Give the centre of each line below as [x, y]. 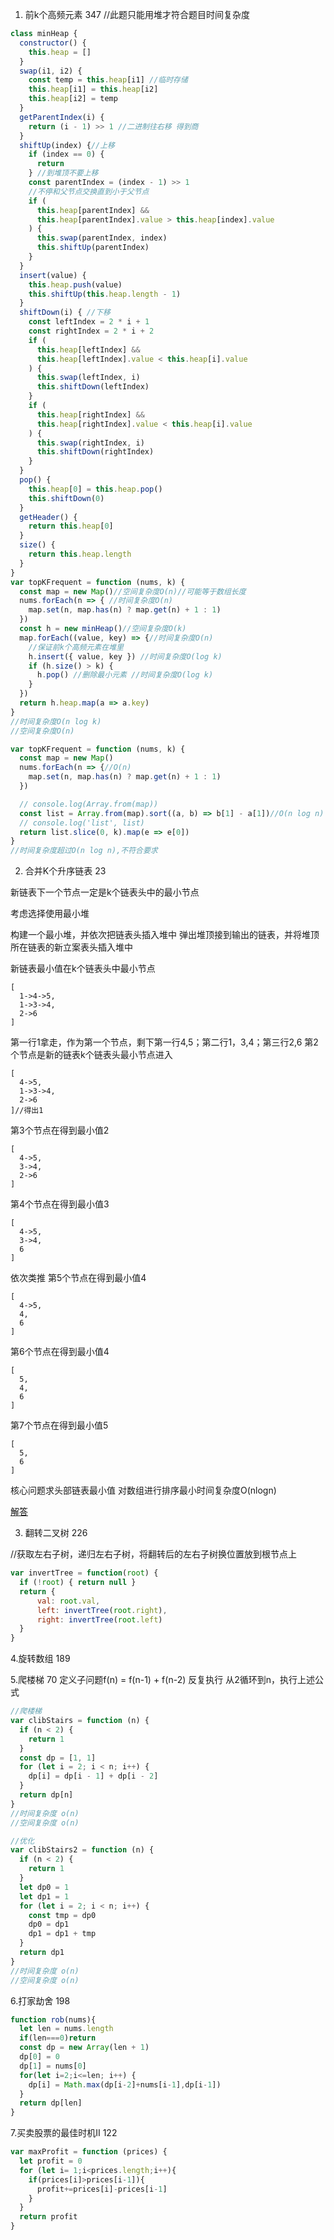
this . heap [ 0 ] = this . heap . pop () [95, 489]
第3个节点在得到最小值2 [60, 1130]
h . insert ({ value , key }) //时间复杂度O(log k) [125, 656]
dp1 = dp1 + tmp [62, 1934]
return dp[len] [51, 2103]
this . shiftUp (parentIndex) [93, 248]
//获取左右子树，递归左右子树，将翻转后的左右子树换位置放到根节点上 [154, 1554]
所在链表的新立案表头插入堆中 [71, 947]
